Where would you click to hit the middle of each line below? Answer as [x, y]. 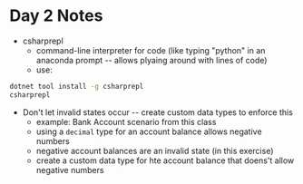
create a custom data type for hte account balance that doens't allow [165, 160]
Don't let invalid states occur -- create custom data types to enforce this [157, 112]
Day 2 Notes [56, 16]
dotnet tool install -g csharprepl [77, 86]
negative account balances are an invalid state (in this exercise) [155, 150]
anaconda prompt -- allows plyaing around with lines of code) [151, 60]
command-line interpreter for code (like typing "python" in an [151, 50]
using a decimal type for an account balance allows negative [149, 131]
